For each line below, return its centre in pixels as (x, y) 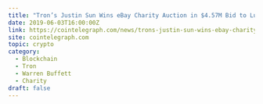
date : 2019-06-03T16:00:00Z (54, 23)
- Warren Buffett (43, 74)
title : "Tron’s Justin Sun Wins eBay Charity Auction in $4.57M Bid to (127, 15)
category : (24, 52)
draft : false (29, 88)
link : (17, 30)
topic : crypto (31, 45)
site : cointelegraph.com (49, 37)
